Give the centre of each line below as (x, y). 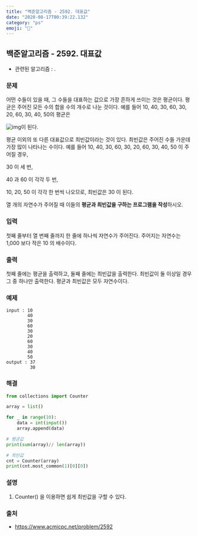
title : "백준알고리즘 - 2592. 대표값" (48, 12)
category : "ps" (25, 22)
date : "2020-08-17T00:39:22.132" (47, 17)
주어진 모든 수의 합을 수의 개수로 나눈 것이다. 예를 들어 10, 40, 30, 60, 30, (102, 107)
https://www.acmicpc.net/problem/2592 (64, 527)
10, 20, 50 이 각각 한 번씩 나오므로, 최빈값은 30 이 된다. (70, 192)
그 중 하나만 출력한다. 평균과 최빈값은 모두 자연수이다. (67, 281)
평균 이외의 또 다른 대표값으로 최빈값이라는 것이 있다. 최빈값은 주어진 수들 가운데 (98, 140)
